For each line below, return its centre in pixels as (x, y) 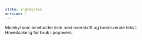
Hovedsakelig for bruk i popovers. (39, 32)
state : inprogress (24, 9)
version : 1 (16, 14)
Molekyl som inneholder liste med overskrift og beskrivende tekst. (71, 27)
